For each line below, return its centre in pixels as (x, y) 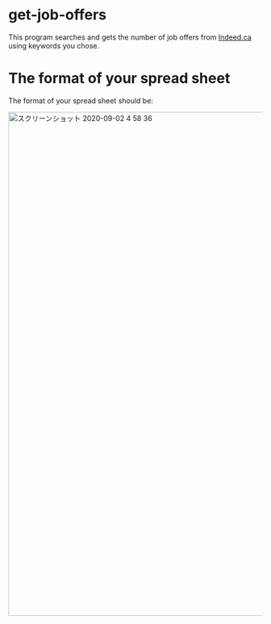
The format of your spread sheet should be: (81, 100)
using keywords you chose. (54, 45)
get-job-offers (58, 15)
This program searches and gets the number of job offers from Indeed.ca (130, 37)
